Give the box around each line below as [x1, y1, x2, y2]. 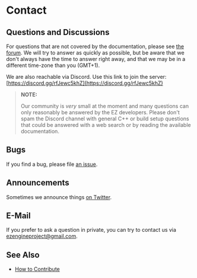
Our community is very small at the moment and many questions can [20, 103, 189, 110]
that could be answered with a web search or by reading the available [20, 122, 191, 128]
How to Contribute [14, 266, 61, 273]
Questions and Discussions [6, 27, 110, 37]
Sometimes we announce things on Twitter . [6, 193, 112, 200]
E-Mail [6, 211, 31, 221]
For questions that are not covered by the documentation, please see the [6, 43, 185, 50]
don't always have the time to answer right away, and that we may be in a [6, 56, 186, 62]
